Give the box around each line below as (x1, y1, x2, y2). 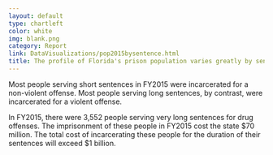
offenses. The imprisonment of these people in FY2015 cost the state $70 (8, 121, 254, 131)
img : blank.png (8, 34, 60, 43)
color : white (8, 27, 53, 35)
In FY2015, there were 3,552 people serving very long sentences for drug (8, 112, 253, 122)
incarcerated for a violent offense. (8, 97, 123, 106)
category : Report (8, 42, 67, 50)
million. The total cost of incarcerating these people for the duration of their (8, 129, 261, 139)
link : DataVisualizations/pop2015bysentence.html (8, 50, 180, 58)
